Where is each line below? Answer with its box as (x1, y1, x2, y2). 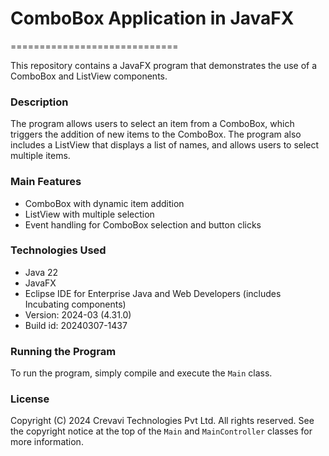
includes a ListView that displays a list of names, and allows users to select (10, 139, 320, 151)
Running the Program (10, 344, 117, 358)
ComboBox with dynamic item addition (24, 197, 185, 209)
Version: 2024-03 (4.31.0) (24, 308, 132, 321)
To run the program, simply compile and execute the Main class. (10, 367, 273, 379)
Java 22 (24, 266, 59, 278)
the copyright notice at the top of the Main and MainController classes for (10, 425, 313, 437)
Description (10, 95, 69, 109)
